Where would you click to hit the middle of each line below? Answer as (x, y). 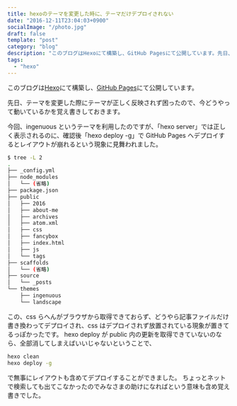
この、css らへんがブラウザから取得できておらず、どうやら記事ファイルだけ (118, 316)
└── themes (23, 289)
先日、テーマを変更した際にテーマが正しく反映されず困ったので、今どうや (116, 103)
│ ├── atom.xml (33, 224)
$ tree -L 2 (25, 157)
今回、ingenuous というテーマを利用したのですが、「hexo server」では (110, 126)
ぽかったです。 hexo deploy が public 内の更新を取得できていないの (118, 334)
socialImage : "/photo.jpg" (47, 27)
